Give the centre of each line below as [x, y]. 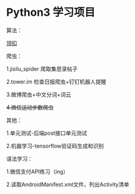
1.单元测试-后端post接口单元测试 [47, 133]
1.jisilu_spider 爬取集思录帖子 [42, 69]
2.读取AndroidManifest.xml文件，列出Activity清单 [68, 184]
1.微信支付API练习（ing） [38, 171]
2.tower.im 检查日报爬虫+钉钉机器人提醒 [56, 82]
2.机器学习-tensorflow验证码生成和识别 [55, 146]
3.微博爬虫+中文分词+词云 [39, 94]
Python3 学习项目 [51, 12]
